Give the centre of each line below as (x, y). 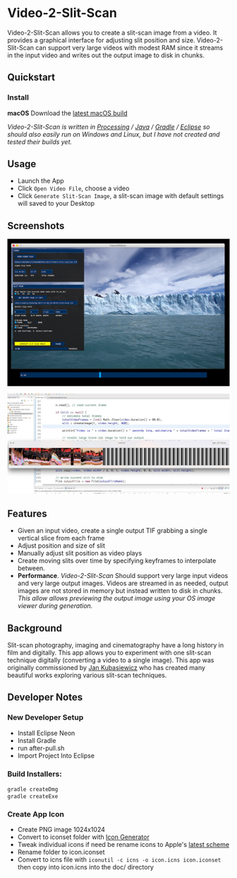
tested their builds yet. (40, 141)
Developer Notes (45, 697)
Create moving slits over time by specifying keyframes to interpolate (117, 561)
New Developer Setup (45, 717)
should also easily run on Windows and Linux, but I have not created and (114, 134)
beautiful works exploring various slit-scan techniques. (87, 675)
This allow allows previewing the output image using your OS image (116, 599)
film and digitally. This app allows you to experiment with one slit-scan (109, 652)
